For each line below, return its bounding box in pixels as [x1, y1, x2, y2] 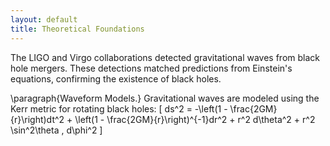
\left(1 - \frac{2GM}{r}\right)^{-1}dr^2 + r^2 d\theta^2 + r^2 [74, 113, 316, 125]
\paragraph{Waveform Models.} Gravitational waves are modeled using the [10, 92, 320, 104]
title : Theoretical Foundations [10, 24, 145, 34]
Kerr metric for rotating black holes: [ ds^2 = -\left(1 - [10, 102, 228, 115]
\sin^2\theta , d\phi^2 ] [10, 124, 103, 136]
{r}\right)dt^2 [10, 113, 65, 125]
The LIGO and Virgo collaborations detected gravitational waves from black [10, 51, 321, 63]
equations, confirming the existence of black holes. [10, 72, 222, 85]
